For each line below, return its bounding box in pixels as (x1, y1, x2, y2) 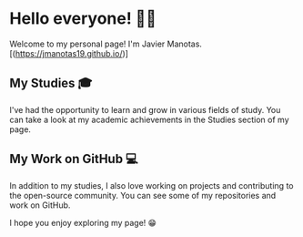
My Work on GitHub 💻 (9, 151, 138, 167)
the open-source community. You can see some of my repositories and (9, 190, 277, 201)
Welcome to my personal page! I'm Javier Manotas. (9, 38, 203, 49)
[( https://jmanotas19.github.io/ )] (9, 47, 129, 58)
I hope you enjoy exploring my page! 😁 (9, 217, 157, 228)
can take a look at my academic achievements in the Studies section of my (9, 114, 289, 125)
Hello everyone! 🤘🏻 (9, 8, 157, 29)
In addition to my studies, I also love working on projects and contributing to (9, 180, 294, 191)
